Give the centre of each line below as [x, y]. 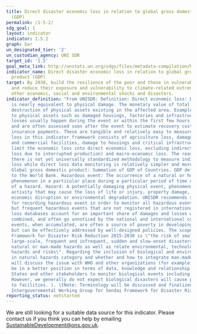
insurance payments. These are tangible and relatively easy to [91, 132]
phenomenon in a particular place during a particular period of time [99, 181]
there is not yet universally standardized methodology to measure [96, 159]
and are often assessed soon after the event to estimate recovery [96, 126]
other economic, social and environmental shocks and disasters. [93, 93]
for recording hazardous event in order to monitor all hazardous [94, 203]
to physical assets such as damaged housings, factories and [88, 115]
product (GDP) [28, 77]
